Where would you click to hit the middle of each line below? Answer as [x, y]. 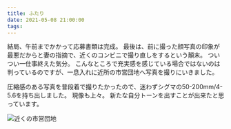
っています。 [25, 104]
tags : [15, 26]
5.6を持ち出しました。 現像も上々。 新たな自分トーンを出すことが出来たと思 [116, 95]
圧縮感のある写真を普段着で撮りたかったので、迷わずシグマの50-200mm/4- [115, 87]
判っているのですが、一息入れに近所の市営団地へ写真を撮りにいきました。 [113, 72]
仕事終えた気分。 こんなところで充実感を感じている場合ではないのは [123, 64]
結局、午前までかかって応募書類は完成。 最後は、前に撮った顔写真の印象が [114, 47]
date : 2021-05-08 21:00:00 [46, 20]
